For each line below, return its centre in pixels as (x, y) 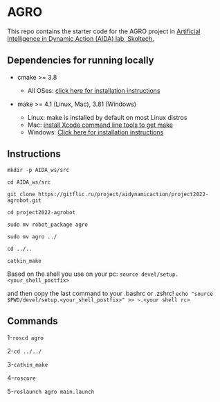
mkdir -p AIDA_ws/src (38, 170)
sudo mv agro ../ (32, 236)
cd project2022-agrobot (42, 212)
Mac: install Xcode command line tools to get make (100, 125)
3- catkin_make (28, 365)
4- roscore (21, 378)
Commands (33, 321)
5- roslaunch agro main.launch (51, 392)
